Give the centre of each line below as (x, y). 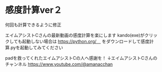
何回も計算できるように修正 (33, 25)
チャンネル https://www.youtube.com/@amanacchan (59, 64)
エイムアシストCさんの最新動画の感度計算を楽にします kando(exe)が (75, 35)
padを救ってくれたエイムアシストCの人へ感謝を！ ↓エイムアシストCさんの (81, 58)
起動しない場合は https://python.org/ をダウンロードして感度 (86, 41)
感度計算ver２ (34, 10)
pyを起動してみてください (37, 47)
